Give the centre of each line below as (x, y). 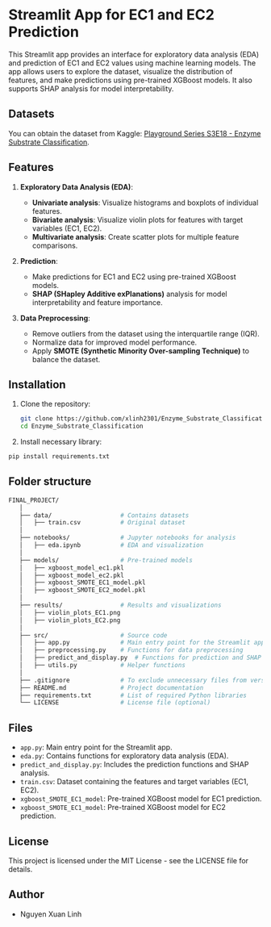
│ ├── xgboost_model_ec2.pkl (72, 575)
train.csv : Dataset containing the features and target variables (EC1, (134, 782)
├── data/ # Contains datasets (104, 515)
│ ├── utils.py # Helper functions (102, 666)
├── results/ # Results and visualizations (120, 605)
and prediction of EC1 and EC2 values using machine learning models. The (132, 63)
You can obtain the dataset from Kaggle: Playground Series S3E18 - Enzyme (135, 133)
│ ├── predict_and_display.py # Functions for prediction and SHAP (140, 658)
